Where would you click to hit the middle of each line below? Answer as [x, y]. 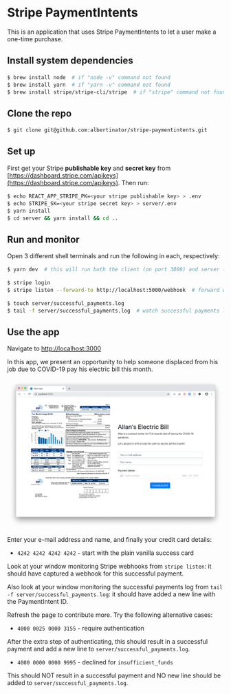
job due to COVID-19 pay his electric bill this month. [80, 369]
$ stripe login [29, 283]
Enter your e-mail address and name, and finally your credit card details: [109, 540]
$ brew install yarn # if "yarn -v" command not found [89, 85]
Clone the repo [40, 113]
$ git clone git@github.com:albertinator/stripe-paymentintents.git [107, 130]
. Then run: [133, 182]
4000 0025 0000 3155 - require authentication [80, 629]
